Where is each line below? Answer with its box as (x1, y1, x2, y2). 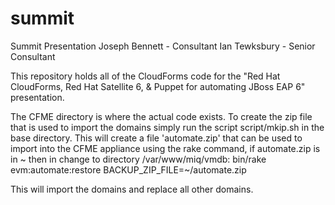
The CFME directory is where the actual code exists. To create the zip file (10, 110, 313, 122)
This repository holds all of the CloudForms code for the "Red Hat (10, 70, 281, 82)
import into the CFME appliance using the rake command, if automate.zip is (10, 142, 321, 154)
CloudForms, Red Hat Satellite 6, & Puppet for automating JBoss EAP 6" (10, 80, 306, 92)
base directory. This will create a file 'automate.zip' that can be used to (10, 132, 303, 144)
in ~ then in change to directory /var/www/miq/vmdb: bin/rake (10, 153, 267, 165)
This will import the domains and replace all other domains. (10, 183, 254, 195)
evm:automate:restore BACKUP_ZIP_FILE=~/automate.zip (10, 163, 247, 176)
